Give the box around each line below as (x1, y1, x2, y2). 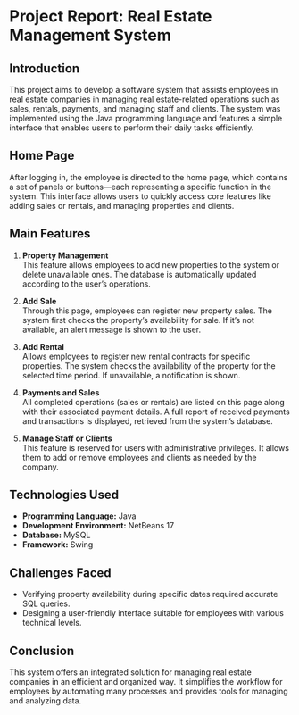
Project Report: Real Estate (9, 6, 212, 27)
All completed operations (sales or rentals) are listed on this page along (21, 396, 286, 407)
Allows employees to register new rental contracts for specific (21, 351, 251, 362)
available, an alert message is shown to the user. (21, 324, 202, 335)
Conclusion (9, 643, 75, 658)
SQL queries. (21, 598, 71, 609)
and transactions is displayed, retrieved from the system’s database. (21, 415, 274, 426)
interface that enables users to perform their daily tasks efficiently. (9, 122, 254, 133)
